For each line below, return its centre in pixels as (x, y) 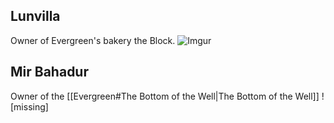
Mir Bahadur (49, 72)
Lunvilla (35, 16)
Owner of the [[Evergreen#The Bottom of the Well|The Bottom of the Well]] (165, 96)
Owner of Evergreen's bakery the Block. (93, 40)
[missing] (29, 106)
